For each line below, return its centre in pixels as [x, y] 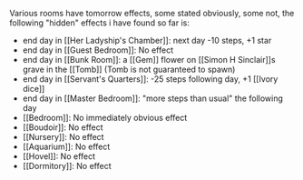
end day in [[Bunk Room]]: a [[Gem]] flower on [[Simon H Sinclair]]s [149, 60]
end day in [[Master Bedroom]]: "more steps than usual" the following [153, 98]
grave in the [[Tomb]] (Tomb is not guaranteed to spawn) [129, 69]
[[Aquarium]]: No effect [66, 146]
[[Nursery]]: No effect [63, 137]
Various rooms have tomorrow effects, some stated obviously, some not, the [152, 13]
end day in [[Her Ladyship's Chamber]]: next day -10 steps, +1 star [147, 40]
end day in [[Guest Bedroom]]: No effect [98, 50]
